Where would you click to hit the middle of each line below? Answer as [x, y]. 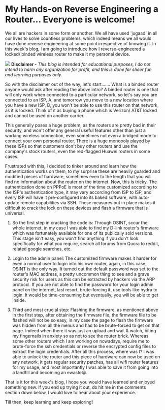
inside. [19, 300]
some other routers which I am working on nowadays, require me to [81, 341]
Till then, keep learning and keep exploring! [49, 402]
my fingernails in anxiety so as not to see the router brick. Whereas [80, 336]
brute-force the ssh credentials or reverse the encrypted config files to [84, 346]
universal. [15, 213]
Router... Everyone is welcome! [70, 19]
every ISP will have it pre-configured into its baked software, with [71, 197]
